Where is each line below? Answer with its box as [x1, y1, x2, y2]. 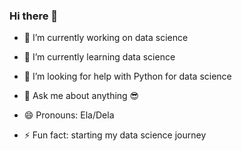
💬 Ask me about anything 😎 [23, 90, 140, 102]
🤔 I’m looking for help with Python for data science [23, 70, 232, 83]
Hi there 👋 [9, 9, 59, 23]
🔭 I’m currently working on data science [23, 32, 189, 44]
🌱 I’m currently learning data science [23, 51, 176, 63]
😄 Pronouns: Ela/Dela [23, 109, 115, 121]
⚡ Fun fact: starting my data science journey [23, 129, 207, 141]
